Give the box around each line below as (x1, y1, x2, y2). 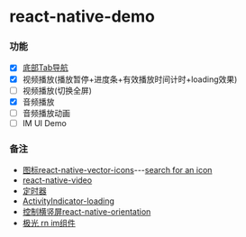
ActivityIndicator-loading (22, 196, 115, 206)
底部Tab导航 (22, 62, 69, 73)
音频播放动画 (22, 107, 70, 118)
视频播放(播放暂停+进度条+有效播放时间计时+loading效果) (22, 74, 238, 85)
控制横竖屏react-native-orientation (22, 206, 151, 217)
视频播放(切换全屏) (22, 85, 92, 96)
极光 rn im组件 (22, 218, 77, 229)
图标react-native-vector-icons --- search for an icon (22, 165, 213, 176)
